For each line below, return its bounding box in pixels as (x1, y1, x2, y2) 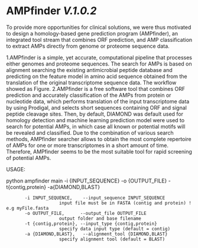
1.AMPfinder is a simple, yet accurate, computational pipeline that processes (6, 54, 192, 61)
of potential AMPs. (6, 154, 51, 161)
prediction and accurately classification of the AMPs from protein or (6, 92, 171, 99)
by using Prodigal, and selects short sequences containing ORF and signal (6, 104, 187, 111)
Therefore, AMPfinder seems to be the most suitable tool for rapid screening (6, 148, 192, 155)
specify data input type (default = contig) (59, 226, 170, 231)
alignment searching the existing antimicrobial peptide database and (6, 66, 173, 73)
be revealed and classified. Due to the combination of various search (6, 129, 174, 136)
